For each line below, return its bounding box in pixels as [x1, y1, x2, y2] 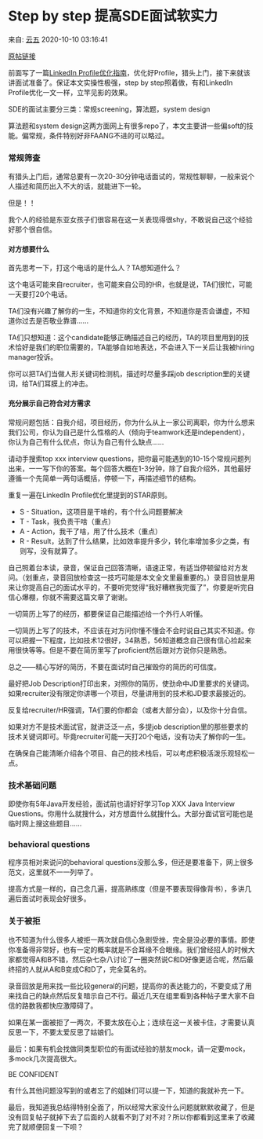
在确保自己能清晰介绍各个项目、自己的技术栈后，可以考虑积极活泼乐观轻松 [8, 748, 248, 758]
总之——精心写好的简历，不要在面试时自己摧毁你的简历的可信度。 [8, 661, 221, 672]
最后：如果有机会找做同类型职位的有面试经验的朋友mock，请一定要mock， [8, 1044, 250, 1053]
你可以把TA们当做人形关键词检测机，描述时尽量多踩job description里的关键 [8, 369, 250, 379]
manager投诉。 [8, 353, 58, 362]
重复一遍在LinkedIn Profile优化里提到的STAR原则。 [8, 490, 172, 500]
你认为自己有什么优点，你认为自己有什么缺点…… [8, 437, 164, 446]
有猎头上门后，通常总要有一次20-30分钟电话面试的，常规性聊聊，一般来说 [8, 172, 248, 181]
